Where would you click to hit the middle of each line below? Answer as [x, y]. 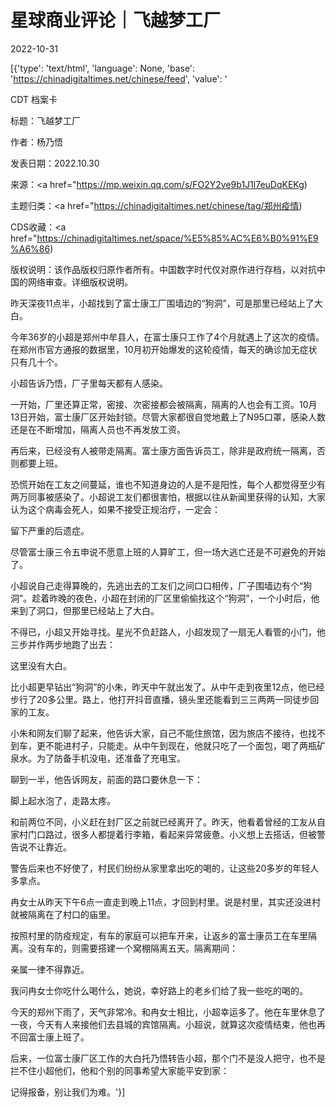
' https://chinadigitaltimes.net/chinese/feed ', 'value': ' [119, 78]
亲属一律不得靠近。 [50, 969]
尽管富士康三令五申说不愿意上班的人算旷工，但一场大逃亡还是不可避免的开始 [168, 552]
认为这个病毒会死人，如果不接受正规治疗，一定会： [115, 509]
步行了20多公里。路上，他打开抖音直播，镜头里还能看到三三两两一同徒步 [160, 699]
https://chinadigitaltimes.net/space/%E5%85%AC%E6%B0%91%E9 [177, 238]
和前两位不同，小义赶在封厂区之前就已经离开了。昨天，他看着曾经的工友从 [163, 822]
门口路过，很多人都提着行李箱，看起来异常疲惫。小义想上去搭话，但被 [172, 834]
